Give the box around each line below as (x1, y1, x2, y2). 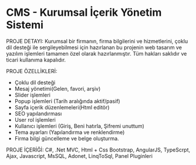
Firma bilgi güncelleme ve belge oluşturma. (14, 135, 119, 142)
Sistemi (6, 18, 44, 32)
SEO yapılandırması (14, 110, 62, 117)
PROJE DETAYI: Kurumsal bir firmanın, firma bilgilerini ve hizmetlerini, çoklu (6, 37, 188, 44)
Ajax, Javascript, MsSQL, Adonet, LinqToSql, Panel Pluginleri (6, 152, 153, 159)
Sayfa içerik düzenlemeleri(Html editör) (14, 104, 110, 111)
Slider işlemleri (14, 91, 51, 98)
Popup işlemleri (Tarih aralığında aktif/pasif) (14, 97, 120, 105)
